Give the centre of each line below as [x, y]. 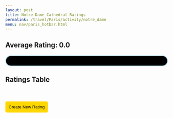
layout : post [19, 10]
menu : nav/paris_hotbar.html [36, 24]
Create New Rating [27, 107]
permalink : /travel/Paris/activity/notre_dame [56, 19]
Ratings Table [28, 80]
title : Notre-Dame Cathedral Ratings [46, 15]
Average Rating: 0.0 [38, 45]
